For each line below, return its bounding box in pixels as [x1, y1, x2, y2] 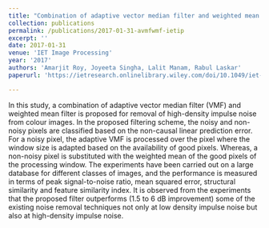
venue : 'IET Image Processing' [8, 49, 113, 57]
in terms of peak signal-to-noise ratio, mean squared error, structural [8, 177, 236, 186]
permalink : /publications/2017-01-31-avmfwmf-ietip [8, 26, 184, 34]
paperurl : [8, 71, 42, 79]
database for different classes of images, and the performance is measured [8, 168, 258, 178]
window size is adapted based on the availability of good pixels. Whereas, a [8, 142, 259, 152]
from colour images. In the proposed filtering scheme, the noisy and [8, 117, 233, 126]
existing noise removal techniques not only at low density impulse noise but [8, 202, 258, 212]
